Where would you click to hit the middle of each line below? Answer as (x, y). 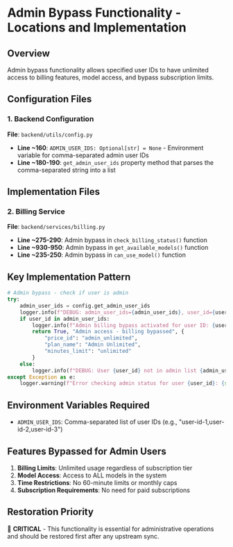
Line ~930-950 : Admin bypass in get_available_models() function (113, 248)
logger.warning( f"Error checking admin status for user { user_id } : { (122, 383)
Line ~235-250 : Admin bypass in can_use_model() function (101, 255)
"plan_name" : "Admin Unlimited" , (92, 345)
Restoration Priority (50, 512)
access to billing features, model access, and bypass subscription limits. (111, 77)
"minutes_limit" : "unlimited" (88, 351)
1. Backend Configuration (51, 119)
